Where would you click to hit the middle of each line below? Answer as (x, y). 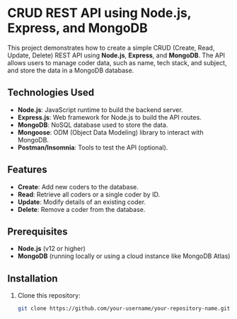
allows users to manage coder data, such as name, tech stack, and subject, (117, 62)
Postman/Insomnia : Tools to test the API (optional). (93, 147)
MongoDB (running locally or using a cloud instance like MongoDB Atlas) (124, 256)
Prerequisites (37, 231)
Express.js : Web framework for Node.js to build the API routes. (109, 117)
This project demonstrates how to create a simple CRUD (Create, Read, (111, 47)
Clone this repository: (49, 296)
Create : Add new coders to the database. (78, 186)
